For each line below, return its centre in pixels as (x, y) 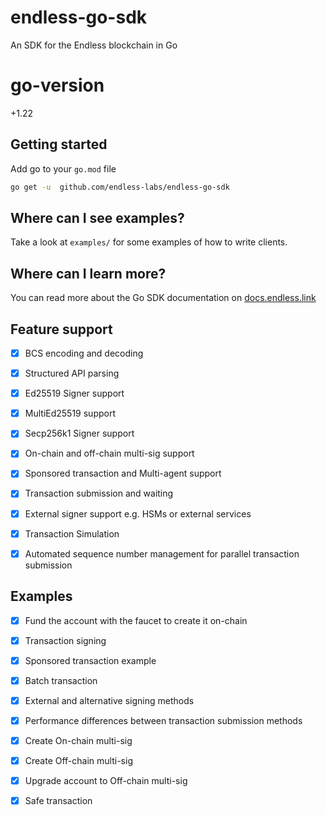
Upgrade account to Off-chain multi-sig (106, 780)
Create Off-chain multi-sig (78, 760)
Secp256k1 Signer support (79, 433)
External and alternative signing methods (109, 700)
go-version (57, 85)
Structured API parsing (72, 373)
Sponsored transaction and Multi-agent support (123, 473)
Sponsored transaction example (90, 660)
